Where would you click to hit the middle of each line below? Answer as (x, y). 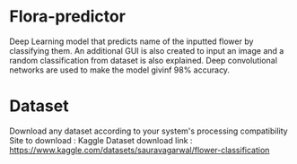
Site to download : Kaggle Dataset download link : (101, 140)
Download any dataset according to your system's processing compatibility (149, 131)
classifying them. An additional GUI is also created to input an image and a (147, 50)
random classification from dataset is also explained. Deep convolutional (144, 60)
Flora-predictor (67, 17)
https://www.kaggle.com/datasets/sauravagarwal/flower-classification (140, 150)
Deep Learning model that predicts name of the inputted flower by (131, 41)
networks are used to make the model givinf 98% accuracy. (120, 70)
